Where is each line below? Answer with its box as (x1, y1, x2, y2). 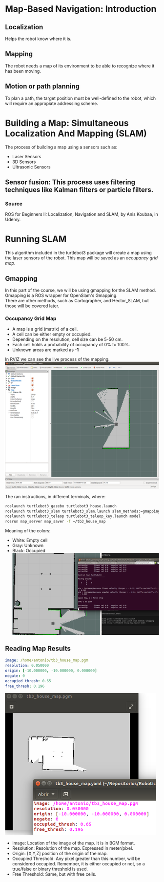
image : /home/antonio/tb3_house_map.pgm (5, 658, 89, 663)
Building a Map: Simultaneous (5, 117, 129, 128)
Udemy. (5, 216, 21, 223)
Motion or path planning (5, 82, 80, 91)
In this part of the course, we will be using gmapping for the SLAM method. (5, 287, 156, 293)
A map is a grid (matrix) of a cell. (12, 326, 78, 332)
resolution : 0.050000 (5, 663, 49, 668)
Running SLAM (5, 233, 67, 245)
